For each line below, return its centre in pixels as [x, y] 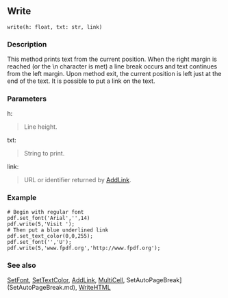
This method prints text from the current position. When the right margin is [112, 59]
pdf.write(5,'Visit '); [41, 224]
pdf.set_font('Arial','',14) [49, 218]
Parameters [27, 99]
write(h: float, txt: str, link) [55, 27]
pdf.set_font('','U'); [39, 242]
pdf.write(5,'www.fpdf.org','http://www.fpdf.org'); [84, 248]
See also [22, 265]
